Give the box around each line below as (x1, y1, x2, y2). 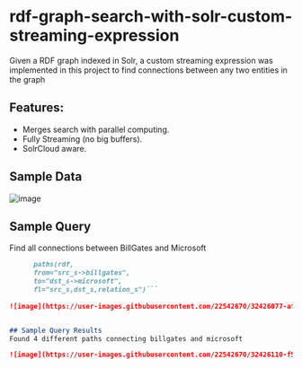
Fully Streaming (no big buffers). (22, 133, 143, 145)
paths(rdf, (32, 260, 75, 269)
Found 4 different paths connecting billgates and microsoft (9, 334, 244, 343)
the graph (9, 74, 46, 84)
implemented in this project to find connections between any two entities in (9, 65, 288, 75)
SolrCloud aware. (22, 143, 87, 153)
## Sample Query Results (9, 326, 102, 335)
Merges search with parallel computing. (22, 124, 170, 135)
